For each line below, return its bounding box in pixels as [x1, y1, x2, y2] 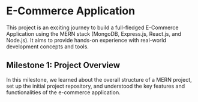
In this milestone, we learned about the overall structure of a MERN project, [6, 76, 192, 83]
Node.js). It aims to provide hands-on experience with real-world [6, 36, 167, 44]
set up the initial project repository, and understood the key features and [6, 82, 185, 89]
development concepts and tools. [6, 43, 89, 50]
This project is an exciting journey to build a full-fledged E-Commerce [6, 24, 179, 31]
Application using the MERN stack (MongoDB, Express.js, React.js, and [6, 30, 182, 37]
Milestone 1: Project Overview [6, 60, 121, 70]
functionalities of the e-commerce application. [6, 88, 121, 96]
